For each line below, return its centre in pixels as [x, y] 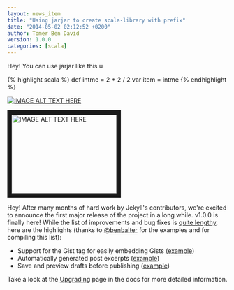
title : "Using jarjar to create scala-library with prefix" [97, 20]
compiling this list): [34, 237]
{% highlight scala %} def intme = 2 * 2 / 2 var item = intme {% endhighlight [117, 80]
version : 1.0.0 [29, 40]
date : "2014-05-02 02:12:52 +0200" [59, 27]
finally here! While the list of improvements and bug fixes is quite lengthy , [112, 222]
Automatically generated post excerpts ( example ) [88, 258]
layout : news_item [34, 14]
